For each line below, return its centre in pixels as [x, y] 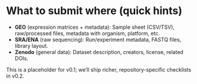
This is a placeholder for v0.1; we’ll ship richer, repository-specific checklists [99, 69]
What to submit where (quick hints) [94, 11]
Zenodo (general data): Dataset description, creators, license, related [99, 52]
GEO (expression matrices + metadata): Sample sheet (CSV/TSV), [95, 27]
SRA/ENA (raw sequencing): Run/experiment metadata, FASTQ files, [98, 39]
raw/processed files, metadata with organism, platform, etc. [87, 33]
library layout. [31, 46]
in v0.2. [15, 76]
